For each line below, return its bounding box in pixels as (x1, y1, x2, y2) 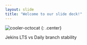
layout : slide (5, 7, 34, 12)
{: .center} (41, 25, 62, 30)
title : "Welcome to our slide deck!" (5, 12, 83, 16)
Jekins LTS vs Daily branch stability (5, 34, 77, 40)
